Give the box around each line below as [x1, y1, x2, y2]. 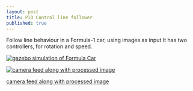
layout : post [6, 8, 39, 15]
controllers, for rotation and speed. [6, 43, 93, 50]
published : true [6, 20, 47, 26]
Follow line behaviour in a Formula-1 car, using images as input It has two [6, 37, 188, 44]
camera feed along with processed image [6, 78, 109, 85]
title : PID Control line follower [6, 14, 93, 20]
